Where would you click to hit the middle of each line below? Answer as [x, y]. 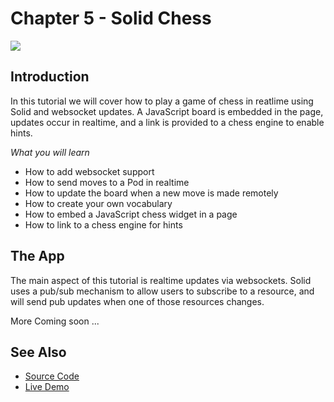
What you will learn [50, 152]
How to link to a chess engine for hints [103, 224]
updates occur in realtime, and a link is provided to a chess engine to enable [167, 122]
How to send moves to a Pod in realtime [107, 182]
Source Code [52, 376]
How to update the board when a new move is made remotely [151, 193]
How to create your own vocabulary [98, 203]
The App [37, 256]
